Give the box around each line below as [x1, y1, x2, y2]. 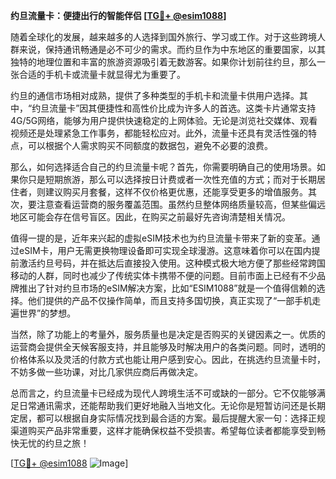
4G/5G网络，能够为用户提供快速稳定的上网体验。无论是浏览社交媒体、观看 [10, 115, 318, 126]
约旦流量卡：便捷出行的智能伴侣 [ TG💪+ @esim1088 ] [10, 10, 227, 21]
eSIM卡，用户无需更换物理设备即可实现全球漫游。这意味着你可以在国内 [18, 245, 312, 256]
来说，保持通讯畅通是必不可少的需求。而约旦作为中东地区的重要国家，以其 [18, 44, 326, 55]
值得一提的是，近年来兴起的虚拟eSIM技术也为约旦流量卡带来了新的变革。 [10, 232, 312, 244]
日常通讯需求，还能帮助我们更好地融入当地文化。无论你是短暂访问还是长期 [18, 400, 326, 411]
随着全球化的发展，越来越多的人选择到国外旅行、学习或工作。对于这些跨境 [10, 31, 317, 43]
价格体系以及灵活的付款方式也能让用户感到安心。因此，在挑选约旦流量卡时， [10, 354, 326, 365]
